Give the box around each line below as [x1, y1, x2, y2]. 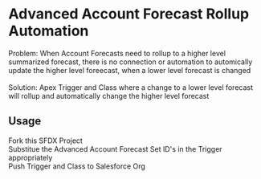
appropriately [8, 153, 53, 162]
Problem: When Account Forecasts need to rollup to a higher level [8, 48, 226, 58]
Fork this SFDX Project [8, 136, 83, 145]
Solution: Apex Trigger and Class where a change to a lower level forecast [8, 82, 254, 92]
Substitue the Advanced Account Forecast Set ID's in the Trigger [8, 144, 222, 153]
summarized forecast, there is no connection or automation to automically [8, 57, 253, 67]
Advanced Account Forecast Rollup [8, 5, 250, 23]
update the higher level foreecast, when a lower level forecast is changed [8, 65, 251, 75]
